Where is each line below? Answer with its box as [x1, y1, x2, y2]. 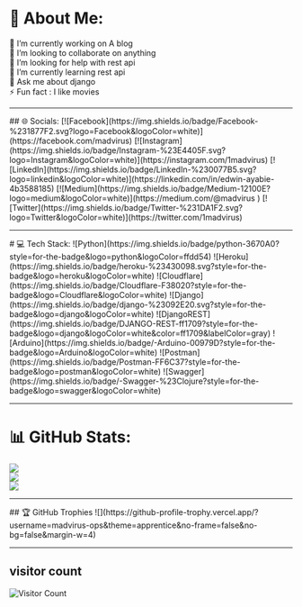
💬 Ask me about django [9, 76, 96, 86]
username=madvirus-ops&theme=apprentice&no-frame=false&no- [9, 520, 258, 530]
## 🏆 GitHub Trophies [9, 506, 93, 517]
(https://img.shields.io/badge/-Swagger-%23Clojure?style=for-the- [9, 376, 260, 386]
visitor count [9, 564, 83, 579]
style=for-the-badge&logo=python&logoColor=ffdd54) [9, 251, 212, 262]
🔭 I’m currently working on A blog [9, 38, 133, 49]
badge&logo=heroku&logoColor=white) [9, 270, 155, 281]
